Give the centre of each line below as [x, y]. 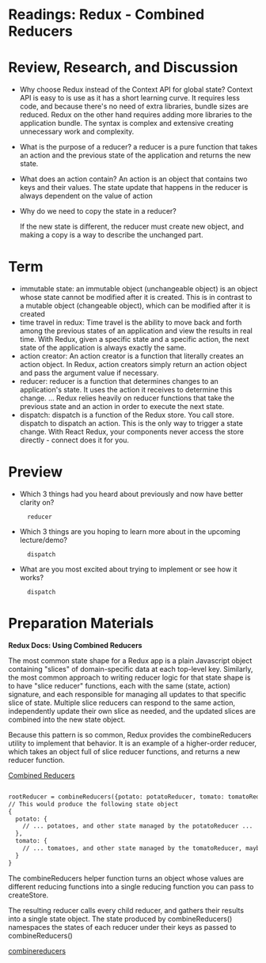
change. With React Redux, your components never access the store [131, 432]
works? [32, 578]
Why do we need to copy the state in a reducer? [98, 211]
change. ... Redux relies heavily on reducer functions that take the [127, 398]
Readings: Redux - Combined [106, 15]
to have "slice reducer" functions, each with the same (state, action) [120, 685]
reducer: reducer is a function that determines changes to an [119, 381]
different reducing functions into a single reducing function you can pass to [131, 886]
